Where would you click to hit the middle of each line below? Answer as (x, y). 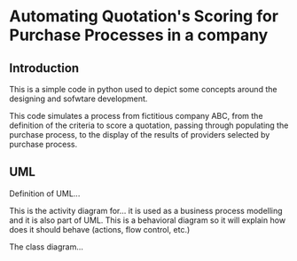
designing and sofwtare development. (78, 99)
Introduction (44, 68)
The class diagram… (47, 247)
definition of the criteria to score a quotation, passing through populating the (149, 125)
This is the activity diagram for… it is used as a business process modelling (146, 210)
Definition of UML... (45, 194)
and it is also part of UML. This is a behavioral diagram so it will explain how (148, 220)
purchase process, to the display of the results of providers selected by (140, 134)
